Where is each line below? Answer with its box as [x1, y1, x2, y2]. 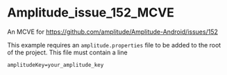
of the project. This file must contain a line [7, 48, 128, 56]
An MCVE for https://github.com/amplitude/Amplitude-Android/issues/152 [7, 28, 219, 36]
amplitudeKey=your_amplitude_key [7, 61, 104, 68]
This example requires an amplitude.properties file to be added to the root [7, 41, 221, 49]
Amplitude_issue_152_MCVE [7, 5, 175, 21]
